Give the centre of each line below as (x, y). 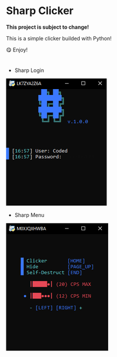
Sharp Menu (30, 215)
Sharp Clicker (40, 11)
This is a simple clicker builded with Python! (59, 38)
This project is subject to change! (48, 27)
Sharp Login (29, 70)
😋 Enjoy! (17, 50)
